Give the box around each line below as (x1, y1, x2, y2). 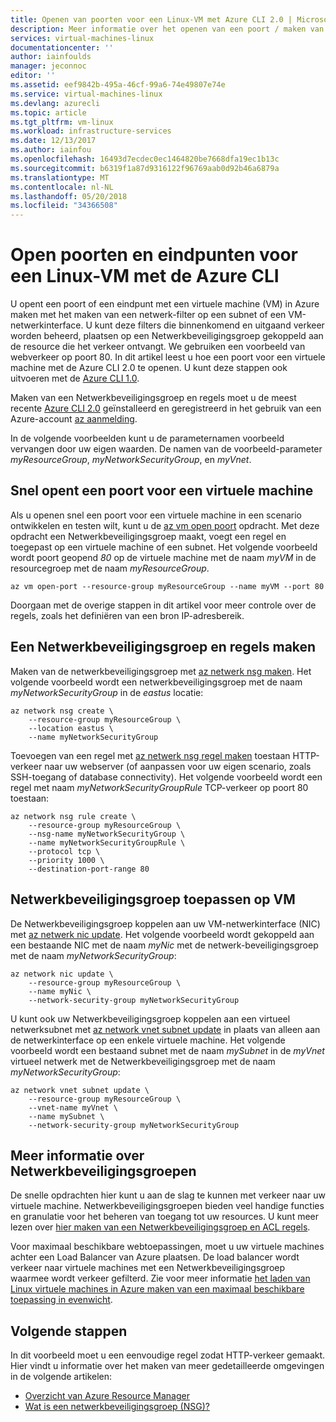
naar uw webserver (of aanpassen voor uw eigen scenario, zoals (44, 760, 312, 772)
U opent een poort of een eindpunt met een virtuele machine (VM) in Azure (10, 298, 320, 310)
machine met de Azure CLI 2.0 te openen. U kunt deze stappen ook (10, 362, 288, 374)
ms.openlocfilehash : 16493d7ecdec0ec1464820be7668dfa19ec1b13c (10, 154, 280, 164)
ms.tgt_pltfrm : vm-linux (10, 117, 114, 127)
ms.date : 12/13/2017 (10, 136, 97, 146)
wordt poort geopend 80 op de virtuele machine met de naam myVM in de (10, 551, 317, 563)
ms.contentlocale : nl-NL (10, 182, 114, 192)
